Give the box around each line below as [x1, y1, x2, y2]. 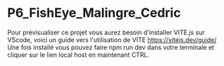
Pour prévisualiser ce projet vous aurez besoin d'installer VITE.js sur [7, 28, 206, 37]
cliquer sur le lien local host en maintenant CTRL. [7, 51, 150, 59]
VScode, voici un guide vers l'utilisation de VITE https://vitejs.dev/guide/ [7, 35, 217, 44]
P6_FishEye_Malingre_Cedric [7, 5, 181, 21]
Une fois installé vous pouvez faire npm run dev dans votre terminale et [7, 43, 215, 51]
